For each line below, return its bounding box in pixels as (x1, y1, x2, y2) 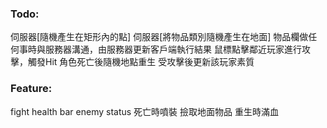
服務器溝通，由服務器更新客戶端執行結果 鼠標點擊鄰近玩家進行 (44, 43, 302, 56)
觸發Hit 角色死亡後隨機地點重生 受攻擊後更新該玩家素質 (27, 56, 255, 68)
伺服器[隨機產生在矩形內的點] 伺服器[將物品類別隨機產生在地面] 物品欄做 (10, 31, 309, 43)
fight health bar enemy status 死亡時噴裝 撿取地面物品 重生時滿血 (10, 105, 279, 117)
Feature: (10, 82, 53, 96)
